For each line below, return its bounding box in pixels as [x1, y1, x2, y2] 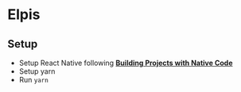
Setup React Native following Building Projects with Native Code [18, 58, 233, 67]
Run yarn [18, 75, 49, 84]
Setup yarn [18, 67, 56, 76]
